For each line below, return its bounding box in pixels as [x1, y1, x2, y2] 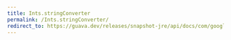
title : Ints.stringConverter [7, 9, 91, 17]
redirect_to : [7, 22, 45, 29]
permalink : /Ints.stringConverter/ [7, 16, 109, 23]
